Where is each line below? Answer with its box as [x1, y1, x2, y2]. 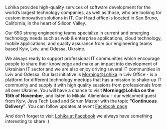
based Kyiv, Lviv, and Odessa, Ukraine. [5, 46, 86, 51]
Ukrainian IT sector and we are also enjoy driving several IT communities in [5, 66, 160, 72]
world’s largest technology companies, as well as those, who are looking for [5, 9, 162, 15]
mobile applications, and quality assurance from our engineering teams [5, 40, 152, 46]
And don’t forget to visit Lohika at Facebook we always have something [5, 113, 153, 119]
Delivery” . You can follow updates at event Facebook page [5, 103, 128, 109]
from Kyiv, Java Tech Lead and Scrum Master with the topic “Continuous [5, 98, 157, 104]
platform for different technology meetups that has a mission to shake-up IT [5, 77, 162, 82]
